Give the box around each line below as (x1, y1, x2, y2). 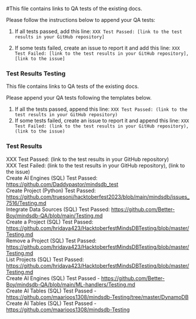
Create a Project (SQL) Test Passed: (6, 218, 94, 225)
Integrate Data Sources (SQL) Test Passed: (6, 206, 110, 213)
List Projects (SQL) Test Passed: (6, 256, 84, 263)
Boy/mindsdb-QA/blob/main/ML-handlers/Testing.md (6, 281, 135, 288)
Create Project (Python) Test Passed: (6, 187, 96, 194)
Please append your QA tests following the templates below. (6, 94, 152, 101)
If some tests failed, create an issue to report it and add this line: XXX (14, 44, 180, 51)
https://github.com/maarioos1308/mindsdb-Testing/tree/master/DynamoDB (6, 293, 189, 300)
